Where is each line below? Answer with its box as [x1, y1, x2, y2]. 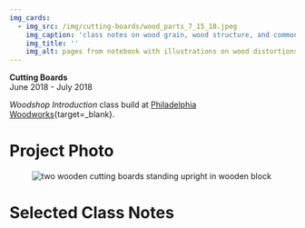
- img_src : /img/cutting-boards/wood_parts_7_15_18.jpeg [17, 22, 238, 31]
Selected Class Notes [9, 203, 175, 223]
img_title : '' [25, 38, 79, 48]
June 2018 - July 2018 [9, 82, 93, 93]
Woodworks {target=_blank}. [9, 109, 115, 120]
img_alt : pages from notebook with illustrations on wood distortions [25, 47, 299, 56]
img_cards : [9, 13, 51, 23]
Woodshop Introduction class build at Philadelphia [9, 99, 197, 110]
